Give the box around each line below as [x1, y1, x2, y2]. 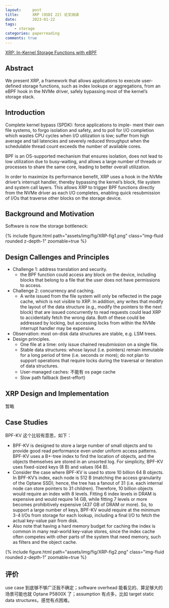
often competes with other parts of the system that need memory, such [12, 534, 161, 540]
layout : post [5, 7, 42, 13]
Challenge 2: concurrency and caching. [12, 288, 95, 294]
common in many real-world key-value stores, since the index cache [12, 528, 155, 534]
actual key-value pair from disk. [12, 518, 79, 524]
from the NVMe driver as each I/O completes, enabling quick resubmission [5, 190, 160, 196]
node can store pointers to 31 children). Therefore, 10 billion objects [12, 485, 153, 491]
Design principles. [12, 336, 50, 342]
